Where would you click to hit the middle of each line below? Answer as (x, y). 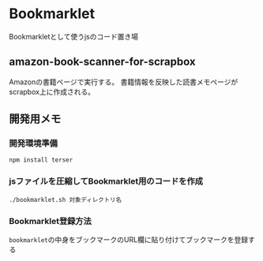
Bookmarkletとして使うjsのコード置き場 (74, 36)
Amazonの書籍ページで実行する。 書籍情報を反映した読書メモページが (124, 82)
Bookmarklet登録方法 (50, 221)
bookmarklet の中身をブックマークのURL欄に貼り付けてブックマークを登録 (129, 240)
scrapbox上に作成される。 (52, 91)
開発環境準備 (34, 144)
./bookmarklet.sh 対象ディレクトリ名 (65, 199)
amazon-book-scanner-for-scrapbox (102, 62)
